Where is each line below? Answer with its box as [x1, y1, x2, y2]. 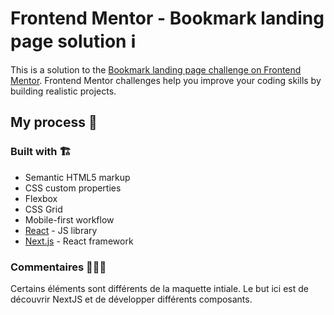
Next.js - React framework [24, 235, 134, 247]
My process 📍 [10, 114, 98, 131]
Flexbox [24, 192, 58, 204]
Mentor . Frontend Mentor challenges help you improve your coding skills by [10, 74, 322, 86]
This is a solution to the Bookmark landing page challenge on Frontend [10, 63, 302, 76]
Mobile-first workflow [24, 213, 115, 226]
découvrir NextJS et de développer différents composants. [10, 293, 253, 305]
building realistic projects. [10, 85, 117, 97]
